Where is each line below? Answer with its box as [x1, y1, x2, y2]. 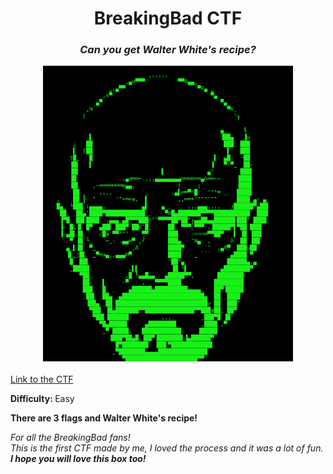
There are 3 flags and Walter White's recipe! [10, 412, 198, 424]
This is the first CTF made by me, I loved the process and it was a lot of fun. [10, 442, 324, 454]
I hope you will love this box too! [10, 453, 147, 465]
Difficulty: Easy [10, 393, 75, 405]
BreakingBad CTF [93, 7, 243, 30]
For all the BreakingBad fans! [10, 432, 131, 444]
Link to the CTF [10, 373, 74, 386]
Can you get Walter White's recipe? [79, 43, 257, 57]
